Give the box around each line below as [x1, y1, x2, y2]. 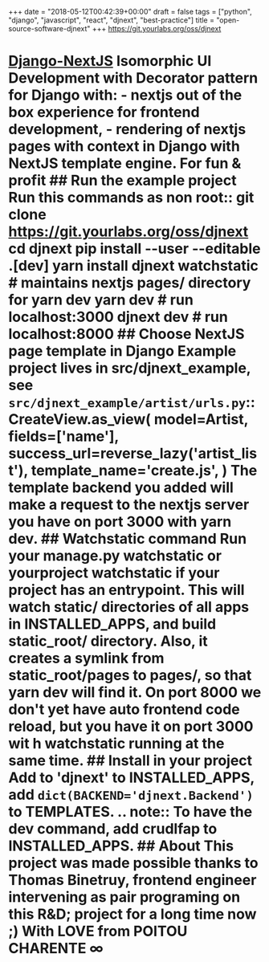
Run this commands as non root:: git [8, 189, 255, 207]
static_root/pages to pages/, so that [8, 666, 252, 685]
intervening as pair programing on [8, 888, 241, 907]
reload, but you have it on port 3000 [8, 718, 254, 736]
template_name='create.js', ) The [31, 462, 258, 480]
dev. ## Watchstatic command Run [8, 530, 247, 548]
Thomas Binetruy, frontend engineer [8, 871, 257, 890]
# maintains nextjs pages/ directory [8, 274, 251, 292]
